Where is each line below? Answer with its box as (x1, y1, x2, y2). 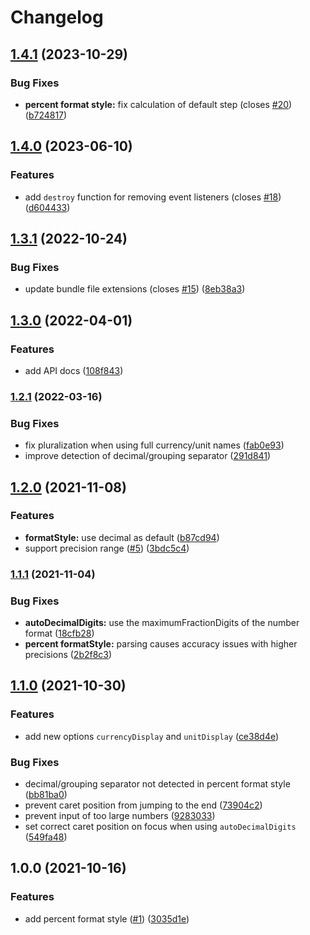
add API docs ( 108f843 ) (24, 364, 124, 376)
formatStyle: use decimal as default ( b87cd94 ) (24, 531, 220, 543)
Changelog (10, 6, 104, 29)
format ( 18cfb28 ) (24, 627, 95, 640)
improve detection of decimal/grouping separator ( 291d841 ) (24, 450, 272, 462)
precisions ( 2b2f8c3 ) (24, 649, 113, 661)
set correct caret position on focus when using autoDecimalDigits (24, 821, 297, 833)
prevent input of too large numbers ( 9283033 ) (24, 810, 216, 822)
